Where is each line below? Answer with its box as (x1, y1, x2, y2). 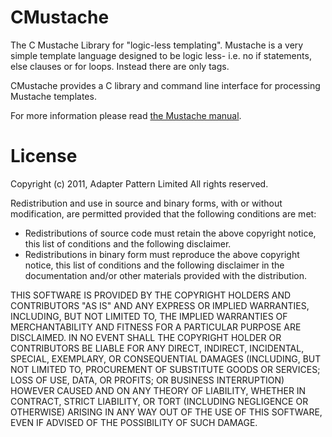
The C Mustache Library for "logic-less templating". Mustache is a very (10, 39, 304, 51)
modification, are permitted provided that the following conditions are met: (10, 207, 317, 220)
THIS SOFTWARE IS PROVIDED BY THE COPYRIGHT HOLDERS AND (10, 289, 292, 301)
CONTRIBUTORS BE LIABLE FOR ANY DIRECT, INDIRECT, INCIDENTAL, (10, 342, 305, 354)
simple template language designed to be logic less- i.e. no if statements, (10, 49, 312, 61)
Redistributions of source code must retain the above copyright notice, (24, 227, 317, 239)
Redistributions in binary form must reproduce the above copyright (24, 248, 300, 260)
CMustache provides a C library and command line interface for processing (10, 79, 321, 91)
